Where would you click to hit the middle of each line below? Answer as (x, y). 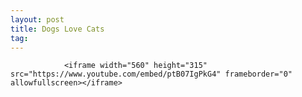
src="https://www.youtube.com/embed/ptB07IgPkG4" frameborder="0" (151, 74)
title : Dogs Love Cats (57, 29)
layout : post (37, 19)
